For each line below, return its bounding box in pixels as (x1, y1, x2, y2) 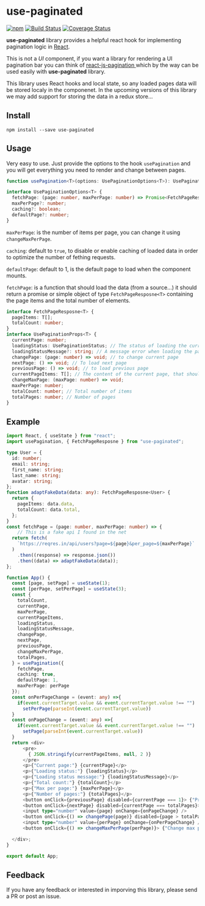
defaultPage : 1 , (17, 677, 59, 684)
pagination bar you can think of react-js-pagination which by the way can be (6, 61, 199, 69)
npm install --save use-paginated (6, 127, 95, 133)
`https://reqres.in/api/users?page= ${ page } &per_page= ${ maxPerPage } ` (17, 541, 195, 547)
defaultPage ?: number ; (12, 211, 70, 218)
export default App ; (6, 853, 59, 859)
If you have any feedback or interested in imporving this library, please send (6, 886, 198, 894)
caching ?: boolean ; (12, 206, 62, 213)
